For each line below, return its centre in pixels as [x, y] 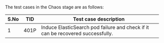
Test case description [99, 19]
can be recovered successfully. [77, 33]
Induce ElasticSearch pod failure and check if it [95, 27]
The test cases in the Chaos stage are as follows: [54, 7]
